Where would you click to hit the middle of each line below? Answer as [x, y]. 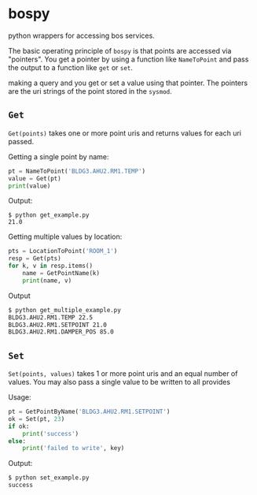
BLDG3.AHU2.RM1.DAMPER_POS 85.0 [61, 332]
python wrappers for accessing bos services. [81, 35]
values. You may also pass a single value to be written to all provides [119, 382]
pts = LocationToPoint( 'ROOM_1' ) [63, 251]
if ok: [19, 426]
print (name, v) [47, 281]
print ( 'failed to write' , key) [73, 448]
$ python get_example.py [49, 215]
